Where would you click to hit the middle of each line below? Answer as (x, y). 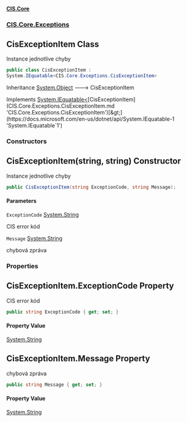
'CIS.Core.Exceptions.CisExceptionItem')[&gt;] (64, 113)
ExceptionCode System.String (43, 214)
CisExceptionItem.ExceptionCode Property (90, 286)
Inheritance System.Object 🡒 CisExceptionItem (70, 88)
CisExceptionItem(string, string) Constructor (94, 161)
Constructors (27, 141)
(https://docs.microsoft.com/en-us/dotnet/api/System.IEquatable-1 (90, 119)
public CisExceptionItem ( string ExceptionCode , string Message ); (91, 187)
